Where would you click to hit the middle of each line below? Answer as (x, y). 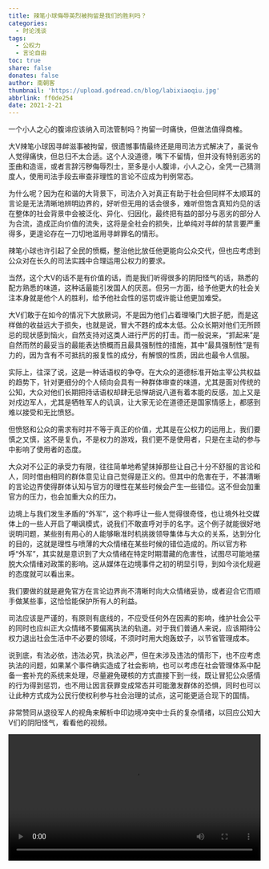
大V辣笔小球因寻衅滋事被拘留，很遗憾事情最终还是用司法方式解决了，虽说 (130, 146)
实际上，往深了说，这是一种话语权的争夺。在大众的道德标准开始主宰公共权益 (134, 372)
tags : (17, 38)
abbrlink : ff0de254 (41, 98)
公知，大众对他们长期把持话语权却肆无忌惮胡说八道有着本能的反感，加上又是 (134, 392)
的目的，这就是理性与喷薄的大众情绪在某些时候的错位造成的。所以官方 (124, 544)
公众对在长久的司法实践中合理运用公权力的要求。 (89, 261)
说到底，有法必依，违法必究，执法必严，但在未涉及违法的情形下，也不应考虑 (134, 655)
